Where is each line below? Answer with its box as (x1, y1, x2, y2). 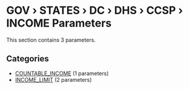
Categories (6, 54, 50, 64)
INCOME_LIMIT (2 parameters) (14, 76, 92, 83)
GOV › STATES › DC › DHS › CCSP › (6, 4, 183, 17)
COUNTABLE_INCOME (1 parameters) (14, 70, 109, 77)
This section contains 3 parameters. (6, 36, 96, 43)
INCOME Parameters (6, 16, 112, 30)
